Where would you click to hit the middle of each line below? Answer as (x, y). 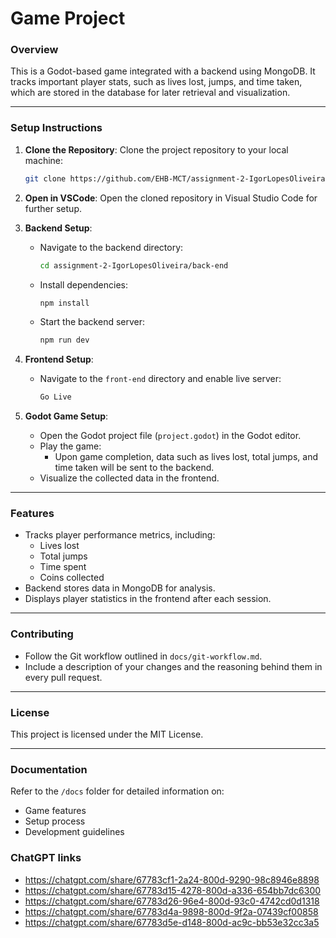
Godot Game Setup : (66, 416)
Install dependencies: (83, 284)
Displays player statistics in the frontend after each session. (148, 599)
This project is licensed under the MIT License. (107, 734)
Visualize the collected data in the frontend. (129, 478)
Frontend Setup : (59, 359)
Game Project (68, 18)
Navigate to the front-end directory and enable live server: (160, 379)
